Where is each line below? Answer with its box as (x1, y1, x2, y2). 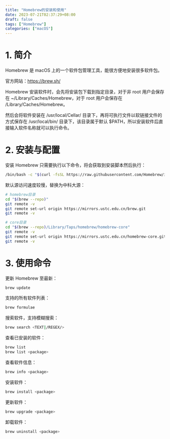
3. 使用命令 (5, 257, 52, 269)
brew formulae (5, 305, 35, 310)
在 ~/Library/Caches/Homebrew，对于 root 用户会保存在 (5, 95, 123, 101)
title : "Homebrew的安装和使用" (5, 7, 67, 13)
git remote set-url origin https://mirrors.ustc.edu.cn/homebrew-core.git (5, 234, 166, 239)
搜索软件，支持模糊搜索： (5, 315, 59, 321)
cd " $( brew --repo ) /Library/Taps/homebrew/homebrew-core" (5, 225, 130, 230)
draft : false (5, 17, 33, 22)
